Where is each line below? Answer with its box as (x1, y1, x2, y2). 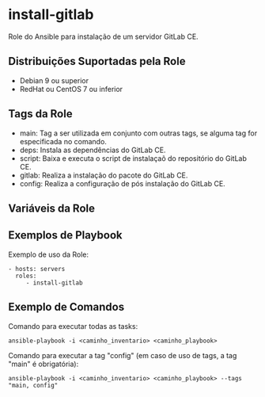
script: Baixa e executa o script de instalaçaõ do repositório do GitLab (19, 153, 248, 163)
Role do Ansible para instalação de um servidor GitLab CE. (8, 32, 199, 41)
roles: (15, 272, 37, 280)
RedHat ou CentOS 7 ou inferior (19, 84, 123, 94)
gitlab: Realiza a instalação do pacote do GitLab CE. (19, 170, 188, 180)
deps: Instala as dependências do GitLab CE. (19, 145, 166, 155)
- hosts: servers (8, 265, 66, 273)
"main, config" (8, 381, 59, 389)
